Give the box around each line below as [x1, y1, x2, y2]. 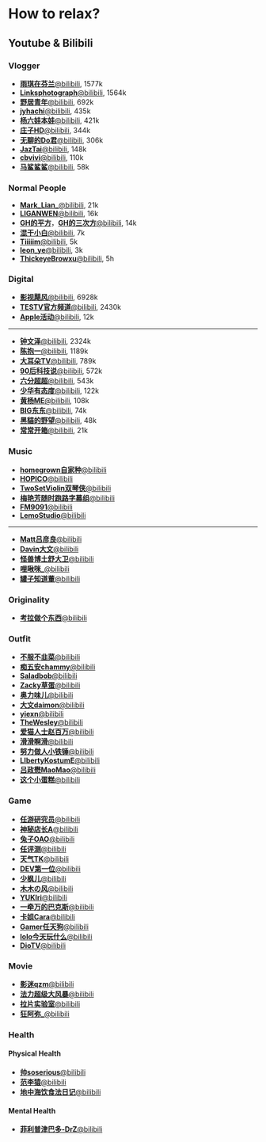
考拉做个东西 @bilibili [19, 613, 87, 622]
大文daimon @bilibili [19, 700, 85, 710]
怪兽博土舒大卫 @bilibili [19, 554, 94, 563]
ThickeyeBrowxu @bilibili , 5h [19, 254, 115, 264]
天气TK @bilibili [19, 854, 70, 863]
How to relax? [8, 5, 101, 23]
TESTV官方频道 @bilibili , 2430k [19, 303, 122, 312]
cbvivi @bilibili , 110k [19, 152, 84, 162]
